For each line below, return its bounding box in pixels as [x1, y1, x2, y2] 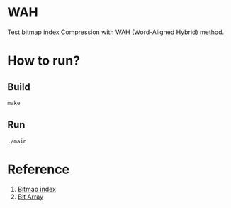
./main [7, 138, 27, 145]
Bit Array [17, 192, 44, 201]
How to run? [7, 53, 80, 69]
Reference [7, 161, 69, 177]
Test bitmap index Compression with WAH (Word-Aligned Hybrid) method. [7, 28, 225, 36]
